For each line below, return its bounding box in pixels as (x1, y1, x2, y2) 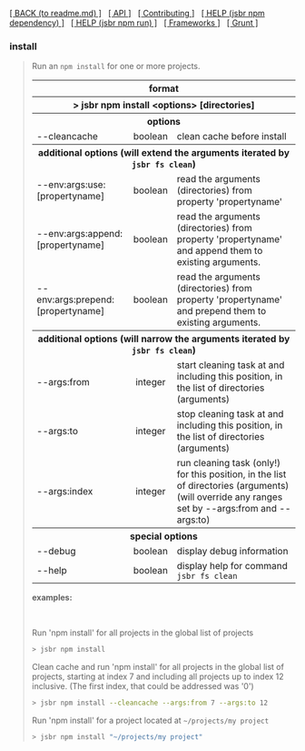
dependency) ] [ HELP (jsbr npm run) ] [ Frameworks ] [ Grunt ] (9, 17, 259, 28)
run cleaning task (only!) (176, 457, 281, 470)
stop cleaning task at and (176, 408, 284, 421)
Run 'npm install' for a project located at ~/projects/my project (31, 715, 270, 726)
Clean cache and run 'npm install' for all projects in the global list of (31, 662, 284, 673)
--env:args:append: (35, 228, 123, 240)
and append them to (176, 245, 263, 258)
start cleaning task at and (176, 359, 285, 371)
